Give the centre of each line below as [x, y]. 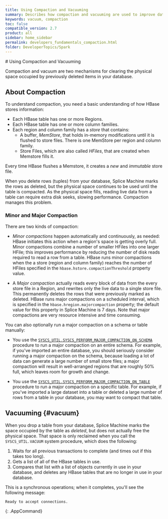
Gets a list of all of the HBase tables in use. [56, 461]
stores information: [24, 109]
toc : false [16, 24]
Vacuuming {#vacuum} [42, 413]
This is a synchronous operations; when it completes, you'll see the [74, 487]
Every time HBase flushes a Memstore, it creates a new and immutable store [84, 166]
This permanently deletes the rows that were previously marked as [81, 294]
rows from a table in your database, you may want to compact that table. [87, 397]
